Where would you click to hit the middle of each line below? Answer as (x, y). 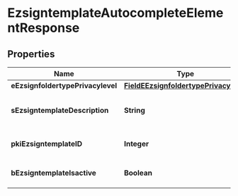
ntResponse (44, 28)
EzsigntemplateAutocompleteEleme (115, 13)
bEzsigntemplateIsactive (54, 173)
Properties (31, 54)
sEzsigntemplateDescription (60, 110)
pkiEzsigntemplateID (47, 144)
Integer (136, 144)
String (134, 110)
